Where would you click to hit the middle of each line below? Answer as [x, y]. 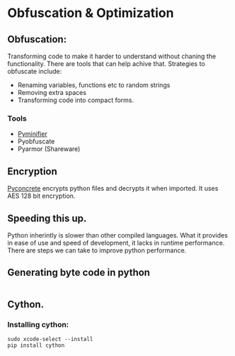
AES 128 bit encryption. [41, 196]
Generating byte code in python [79, 273]
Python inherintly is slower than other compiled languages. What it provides [117, 235]
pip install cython [36, 345]
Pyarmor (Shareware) [49, 149]
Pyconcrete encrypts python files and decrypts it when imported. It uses [113, 189]
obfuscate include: [35, 71]
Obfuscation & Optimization [91, 13]
